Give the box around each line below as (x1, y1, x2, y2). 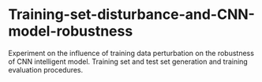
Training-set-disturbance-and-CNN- (8, 6, 255, 24)
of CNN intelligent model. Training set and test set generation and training (8, 57, 249, 66)
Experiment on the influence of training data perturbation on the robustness (8, 48, 255, 58)
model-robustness (8, 22, 133, 40)
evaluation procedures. (8, 65, 84, 74)
